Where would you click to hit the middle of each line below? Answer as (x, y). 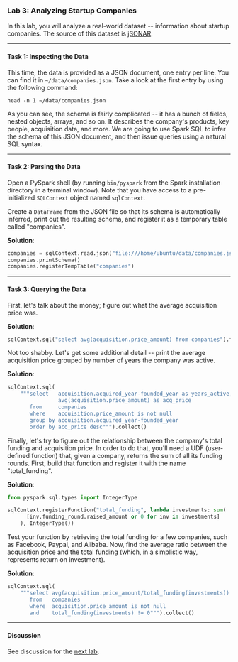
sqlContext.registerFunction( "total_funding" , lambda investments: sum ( (117, 510)
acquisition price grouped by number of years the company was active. (112, 360)
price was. (23, 313)
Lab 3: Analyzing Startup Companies (72, 11)
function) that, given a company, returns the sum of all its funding (127, 455)
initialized (21, 197)
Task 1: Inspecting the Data (48, 56)
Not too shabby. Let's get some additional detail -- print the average (107, 353)
